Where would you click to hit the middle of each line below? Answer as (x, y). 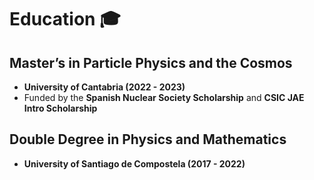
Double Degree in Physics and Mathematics (148, 139)
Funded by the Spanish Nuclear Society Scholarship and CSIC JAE (164, 97)
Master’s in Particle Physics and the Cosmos (151, 62)
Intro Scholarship (60, 108)
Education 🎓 (65, 19)
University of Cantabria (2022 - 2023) (104, 87)
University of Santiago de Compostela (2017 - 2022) (134, 163)
